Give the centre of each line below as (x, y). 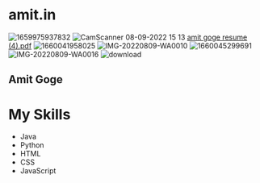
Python (32, 145)
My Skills (40, 114)
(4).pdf (20, 45)
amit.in (32, 15)
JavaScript (38, 171)
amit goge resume (217, 37)
